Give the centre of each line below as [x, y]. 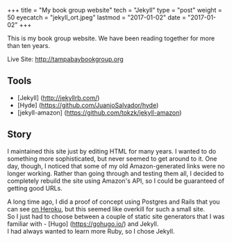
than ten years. [29, 46]
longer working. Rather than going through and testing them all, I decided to [116, 173]
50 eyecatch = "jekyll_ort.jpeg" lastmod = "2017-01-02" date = [97, 17]
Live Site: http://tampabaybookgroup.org [65, 59]
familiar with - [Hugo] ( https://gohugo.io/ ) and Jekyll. [83, 224]
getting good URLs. [35, 188]
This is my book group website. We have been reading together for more [111, 38]
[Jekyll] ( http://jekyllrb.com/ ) [58, 97]
